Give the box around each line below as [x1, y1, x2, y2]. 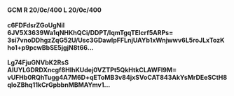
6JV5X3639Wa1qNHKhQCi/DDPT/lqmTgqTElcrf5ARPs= [7, 29, 174, 37]
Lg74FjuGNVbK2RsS [7, 58, 69, 67]
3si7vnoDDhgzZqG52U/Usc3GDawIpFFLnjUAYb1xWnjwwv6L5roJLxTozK [7, 36, 225, 45]
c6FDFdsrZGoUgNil [7, 21, 65, 29]
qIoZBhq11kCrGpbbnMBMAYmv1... [7, 81, 111, 89]
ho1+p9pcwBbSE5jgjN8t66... [7, 43, 94, 52]
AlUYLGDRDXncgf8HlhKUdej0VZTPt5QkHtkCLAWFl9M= [7, 66, 177, 74]
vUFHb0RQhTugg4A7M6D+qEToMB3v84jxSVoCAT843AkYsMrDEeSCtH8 [7, 74, 228, 82]
